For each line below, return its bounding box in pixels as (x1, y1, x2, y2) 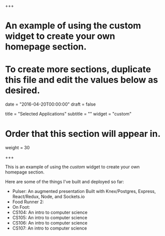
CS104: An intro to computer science (12, 209, 88, 216)
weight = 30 (5, 145, 30, 151)
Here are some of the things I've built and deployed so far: (5, 179, 124, 185)
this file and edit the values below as (5, 74, 159, 86)
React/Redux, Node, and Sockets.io (12, 194, 85, 200)
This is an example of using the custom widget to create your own (5, 164, 140, 170)
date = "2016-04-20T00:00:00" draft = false (5, 101, 96, 107)
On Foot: (12, 204, 30, 210)
